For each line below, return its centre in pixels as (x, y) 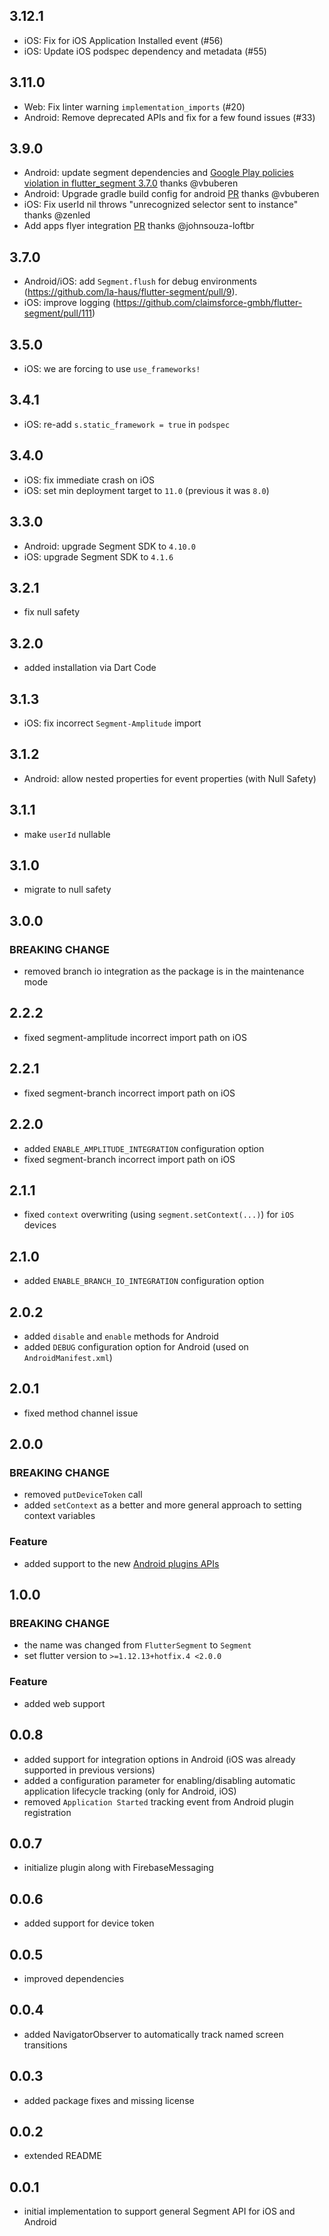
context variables (59, 1516)
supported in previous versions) (89, 1770)
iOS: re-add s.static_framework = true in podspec (127, 424)
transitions (45, 2045)
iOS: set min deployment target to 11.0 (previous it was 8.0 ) (146, 490)
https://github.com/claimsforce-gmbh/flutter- (209, 303)
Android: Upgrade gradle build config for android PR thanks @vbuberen (171, 194)
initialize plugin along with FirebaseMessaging (118, 1868)
